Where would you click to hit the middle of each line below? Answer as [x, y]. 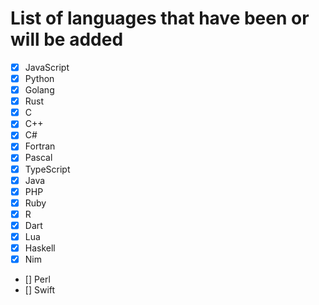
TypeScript [47, 169]
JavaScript [47, 67]
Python [39, 78]
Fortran [40, 146]
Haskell [40, 248]
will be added [67, 39]
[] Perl [37, 279]
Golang [39, 90]
